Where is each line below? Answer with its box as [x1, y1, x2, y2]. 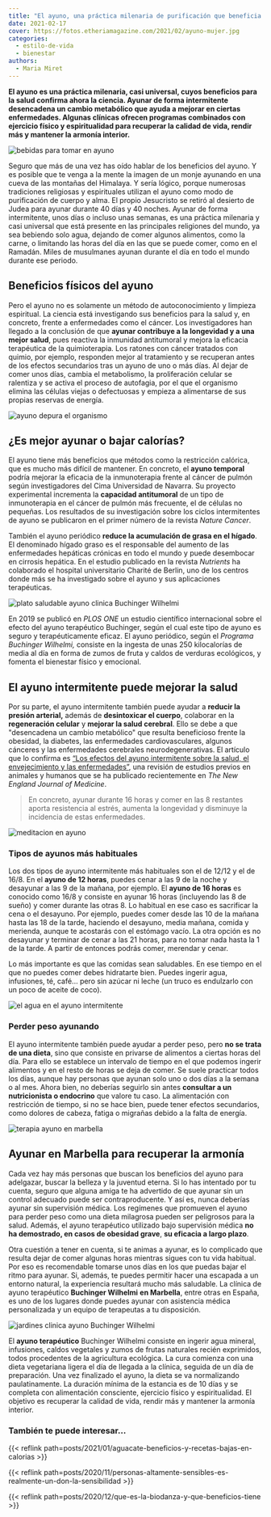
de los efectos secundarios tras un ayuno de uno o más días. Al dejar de [8, 361, 248, 370]
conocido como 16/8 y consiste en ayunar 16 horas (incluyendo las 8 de [8, 892, 247, 902]
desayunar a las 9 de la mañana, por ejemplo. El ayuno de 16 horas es [8, 883, 242, 894]
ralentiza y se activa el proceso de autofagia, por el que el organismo [8, 378, 238, 387]
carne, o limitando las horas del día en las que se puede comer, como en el [8, 238, 258, 247]
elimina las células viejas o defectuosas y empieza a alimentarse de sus [8, 386, 247, 396]
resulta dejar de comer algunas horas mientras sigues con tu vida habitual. [8, 1253, 256, 1262]
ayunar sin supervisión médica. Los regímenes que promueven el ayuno [8, 1202, 248, 1213]
